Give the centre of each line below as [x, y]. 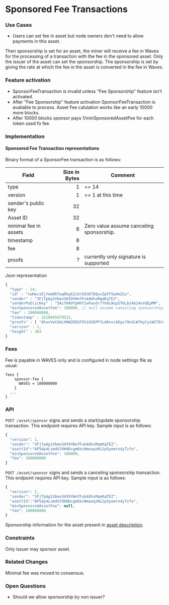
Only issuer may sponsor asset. [38, 549]
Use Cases [19, 25]
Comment [122, 175]
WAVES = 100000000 [38, 383]
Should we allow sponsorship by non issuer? [59, 597]
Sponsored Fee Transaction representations [52, 148]
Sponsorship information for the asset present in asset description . [74, 525]
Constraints [20, 538]
